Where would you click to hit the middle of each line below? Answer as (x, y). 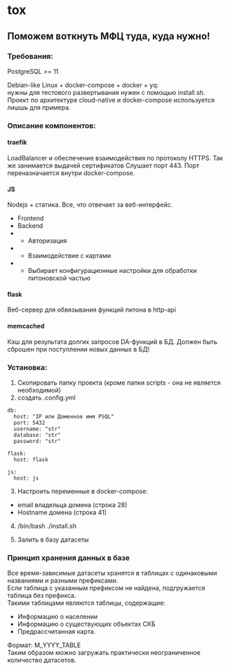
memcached (26, 326)
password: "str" (37, 441)
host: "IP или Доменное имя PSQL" (64, 416)
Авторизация (47, 241)
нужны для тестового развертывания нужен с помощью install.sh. (106, 92)
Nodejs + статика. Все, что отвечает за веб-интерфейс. (90, 205)
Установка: (27, 367)
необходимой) (39, 390)
